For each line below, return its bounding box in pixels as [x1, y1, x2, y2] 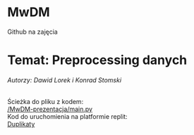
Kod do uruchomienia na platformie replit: [7, 112, 128, 121]
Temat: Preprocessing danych [7, 52, 188, 68]
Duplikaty [7, 120, 35, 129]
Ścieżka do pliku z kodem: [7, 98, 84, 106]
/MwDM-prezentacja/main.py [7, 105, 93, 113]
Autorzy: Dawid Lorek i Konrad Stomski [7, 75, 122, 84]
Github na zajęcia [7, 27, 58, 36]
